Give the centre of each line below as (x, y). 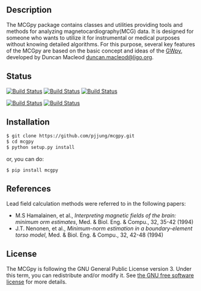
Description (29, 10)
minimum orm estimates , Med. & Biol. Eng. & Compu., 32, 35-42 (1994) (104, 221)
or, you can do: (25, 159)
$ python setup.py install (41, 148)
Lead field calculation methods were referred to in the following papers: (96, 203)
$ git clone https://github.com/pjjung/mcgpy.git (71, 136)
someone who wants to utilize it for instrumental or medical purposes (93, 38)
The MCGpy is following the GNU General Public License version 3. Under (99, 268)
